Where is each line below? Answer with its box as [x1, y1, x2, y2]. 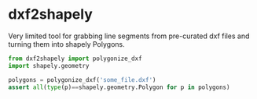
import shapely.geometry [8, 62, 90, 69]
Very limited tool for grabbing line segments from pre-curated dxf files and [8, 31, 250, 41]
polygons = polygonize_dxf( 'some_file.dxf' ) [8, 76, 156, 83]
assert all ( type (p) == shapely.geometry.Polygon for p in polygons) [8, 83, 230, 91]
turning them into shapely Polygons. [8, 39, 125, 48]
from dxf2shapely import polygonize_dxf [8, 55, 143, 62]
